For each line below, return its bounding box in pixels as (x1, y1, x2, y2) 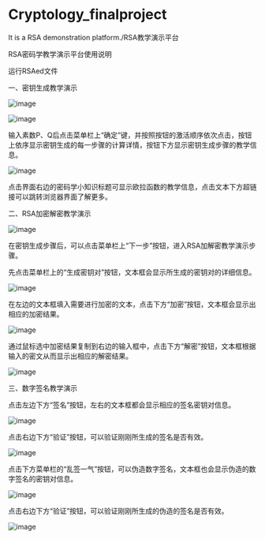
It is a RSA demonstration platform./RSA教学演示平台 (8, 32, 179, 42)
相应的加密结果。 (8, 309, 64, 319)
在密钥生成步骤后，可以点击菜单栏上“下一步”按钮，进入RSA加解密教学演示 (8, 241, 249, 250)
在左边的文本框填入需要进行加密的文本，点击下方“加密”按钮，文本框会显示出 (8, 299, 256, 309)
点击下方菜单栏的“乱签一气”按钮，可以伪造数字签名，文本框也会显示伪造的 (8, 464, 250, 473)
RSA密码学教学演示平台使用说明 (8, 49, 112, 58)
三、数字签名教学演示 (8, 383, 77, 392)
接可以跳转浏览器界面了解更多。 (8, 192, 112, 201)
